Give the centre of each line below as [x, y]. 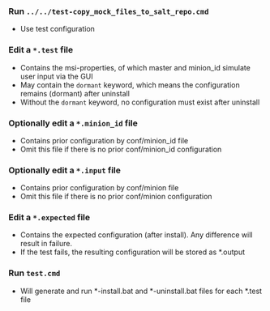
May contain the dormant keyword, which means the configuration [130, 85]
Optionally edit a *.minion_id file [73, 123]
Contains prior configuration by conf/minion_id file [104, 140]
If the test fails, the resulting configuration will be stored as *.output [133, 252]
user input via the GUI [56, 76]
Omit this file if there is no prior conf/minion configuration [116, 197]
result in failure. [46, 244]
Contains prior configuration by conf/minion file [99, 188]
